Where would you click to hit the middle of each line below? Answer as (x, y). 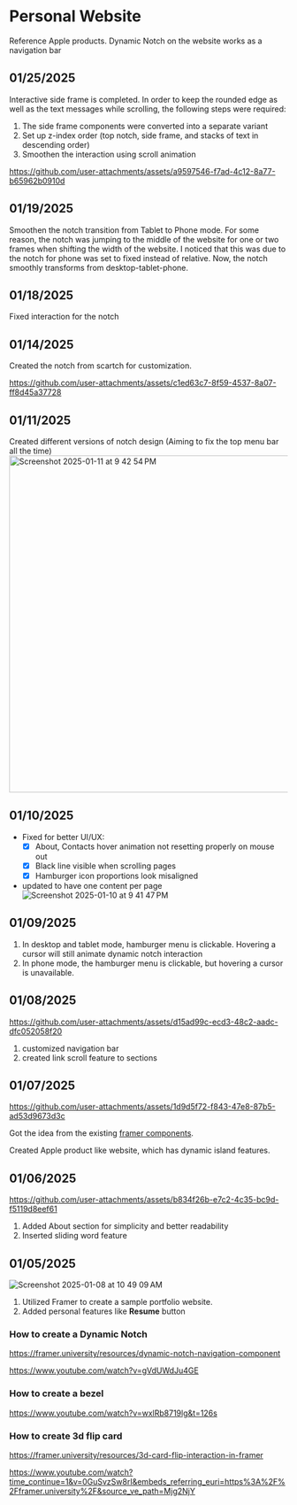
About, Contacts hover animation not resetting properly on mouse (155, 846)
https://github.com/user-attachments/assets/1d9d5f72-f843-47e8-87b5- (142, 1107)
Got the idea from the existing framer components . (102, 1133)
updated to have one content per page (92, 886)
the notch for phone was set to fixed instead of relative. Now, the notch (138, 258)
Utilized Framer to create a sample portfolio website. (118, 1302)
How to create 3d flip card (66, 1436)
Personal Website (75, 16)
